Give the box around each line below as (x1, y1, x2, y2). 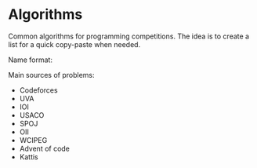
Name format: (8, 55, 53, 64)
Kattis (19, 152, 39, 162)
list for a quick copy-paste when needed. (8, 39, 141, 49)
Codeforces (19, 85, 58, 95)
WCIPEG (19, 135, 48, 144)
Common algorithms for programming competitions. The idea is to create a (8, 31, 249, 41)
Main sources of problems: (8, 70, 96, 79)
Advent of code (19, 144, 71, 153)
